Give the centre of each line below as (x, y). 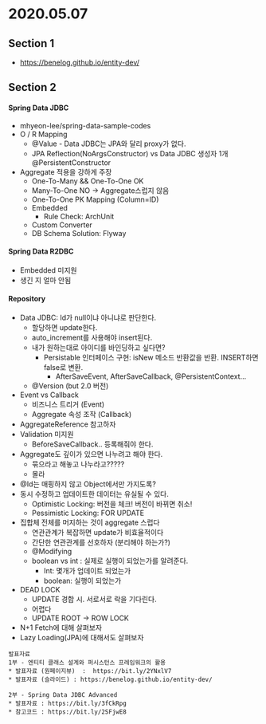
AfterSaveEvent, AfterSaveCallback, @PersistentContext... (151, 376)
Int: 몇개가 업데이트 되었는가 (87, 571)
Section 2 (33, 87)
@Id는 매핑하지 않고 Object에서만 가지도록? (88, 484)
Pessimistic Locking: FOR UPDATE (88, 513)
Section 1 (31, 43)
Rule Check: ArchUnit (79, 216)
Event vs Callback (49, 395)
